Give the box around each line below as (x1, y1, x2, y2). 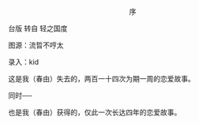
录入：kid (8, 58, 39, 66)
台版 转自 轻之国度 (8, 24, 68, 33)
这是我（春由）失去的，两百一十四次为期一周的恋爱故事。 (8, 74, 195, 83)
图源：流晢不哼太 (8, 40, 64, 50)
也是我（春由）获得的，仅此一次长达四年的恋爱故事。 (8, 107, 182, 117)
